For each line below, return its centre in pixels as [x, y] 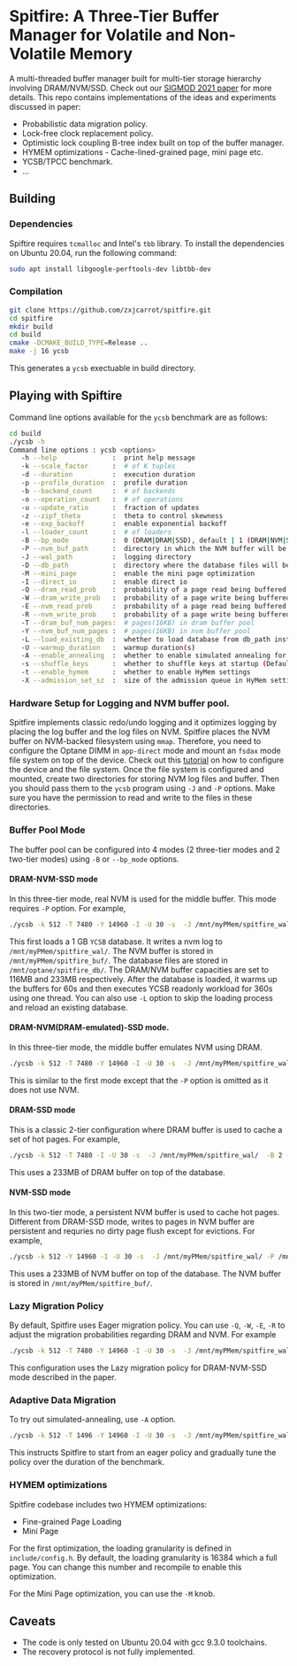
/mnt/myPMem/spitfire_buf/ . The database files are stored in [118, 960]
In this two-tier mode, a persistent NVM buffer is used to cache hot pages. [145, 1213]
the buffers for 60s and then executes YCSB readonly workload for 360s [141, 988]
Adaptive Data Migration [63, 1399]
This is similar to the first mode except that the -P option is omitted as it [139, 1080]
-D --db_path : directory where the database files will [149, 565]
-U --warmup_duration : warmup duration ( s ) [108, 647]
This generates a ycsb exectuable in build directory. [103, 368]
